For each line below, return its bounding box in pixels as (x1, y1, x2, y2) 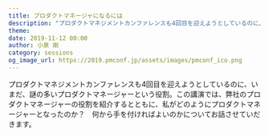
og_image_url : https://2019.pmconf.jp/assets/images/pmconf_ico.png (8, 57, 243, 65)
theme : (8, 26, 31, 34)
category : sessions (8, 49, 74, 57)
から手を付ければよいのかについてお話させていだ (99, 109, 261, 118)
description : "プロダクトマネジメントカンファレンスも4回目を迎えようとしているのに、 (8, 19, 265, 27)
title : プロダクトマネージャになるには (8, 11, 123, 20)
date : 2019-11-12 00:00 (8, 34, 88, 42)
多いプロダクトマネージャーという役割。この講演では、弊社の (43, 89, 247, 98)
